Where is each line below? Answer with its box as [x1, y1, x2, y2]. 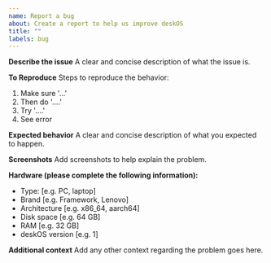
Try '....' [20, 106, 46, 116]
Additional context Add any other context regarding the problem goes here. [8, 245, 264, 255]
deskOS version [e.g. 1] [20, 230, 99, 239]
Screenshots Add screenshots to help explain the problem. [8, 155, 208, 164]
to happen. [8, 139, 45, 149]
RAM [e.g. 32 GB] [20, 221, 80, 230]
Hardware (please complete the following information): [8, 170, 199, 180]
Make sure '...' [20, 89, 68, 99]
